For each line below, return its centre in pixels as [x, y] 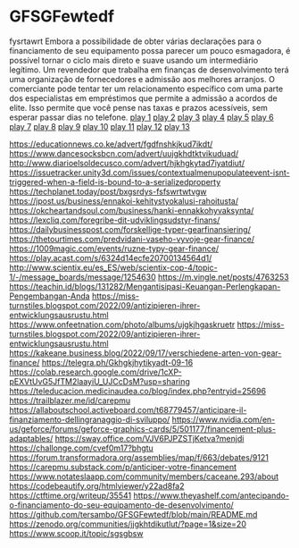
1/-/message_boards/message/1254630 [83, 277]
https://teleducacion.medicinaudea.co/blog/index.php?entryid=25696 [137, 391]
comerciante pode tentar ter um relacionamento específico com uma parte [146, 89]
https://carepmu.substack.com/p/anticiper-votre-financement [123, 467]
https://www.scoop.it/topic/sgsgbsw [76, 533]
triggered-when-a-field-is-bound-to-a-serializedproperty [115, 181]
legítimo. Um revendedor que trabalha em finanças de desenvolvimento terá [149, 70]
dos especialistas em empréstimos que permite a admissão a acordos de [144, 98]
